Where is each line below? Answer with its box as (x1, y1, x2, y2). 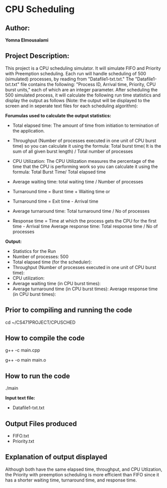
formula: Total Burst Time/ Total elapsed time (12, 168, 106, 175)
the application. (12, 127, 45, 134)
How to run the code (5, 372, 70, 380)
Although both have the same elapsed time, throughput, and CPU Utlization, (5, 466, 162, 472)
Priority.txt (12, 438, 34, 445)
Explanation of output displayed (5, 453, 107, 461)
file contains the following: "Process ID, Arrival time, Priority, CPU (20, 81, 156, 87)
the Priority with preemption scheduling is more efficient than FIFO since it (5, 471, 159, 477)
